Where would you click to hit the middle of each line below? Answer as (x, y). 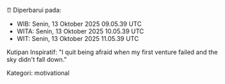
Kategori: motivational (38, 73)
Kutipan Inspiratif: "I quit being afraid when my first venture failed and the (112, 52)
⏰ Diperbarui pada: (34, 10)
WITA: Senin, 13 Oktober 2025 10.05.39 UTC (80, 31)
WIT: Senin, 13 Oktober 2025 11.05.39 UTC (78, 39)
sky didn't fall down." (37, 59)
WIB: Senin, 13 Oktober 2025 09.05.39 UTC (79, 24)
